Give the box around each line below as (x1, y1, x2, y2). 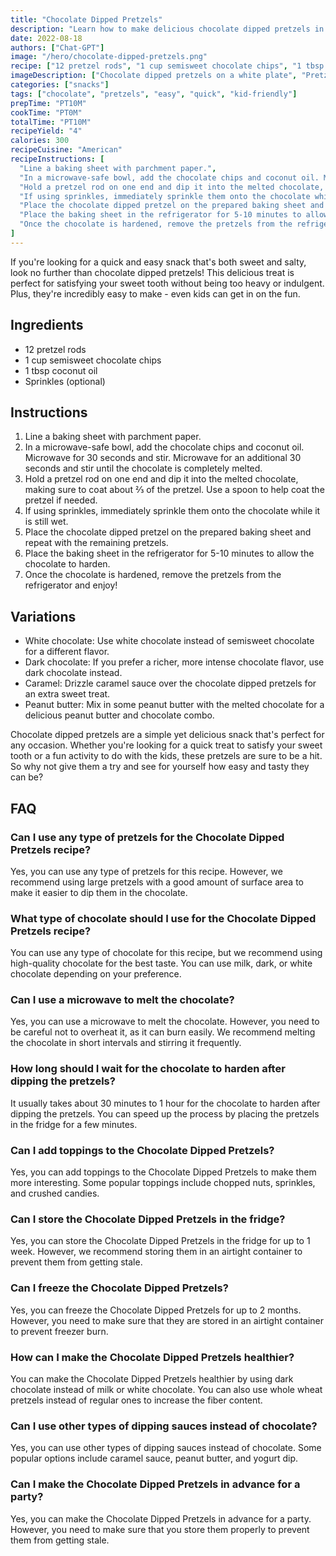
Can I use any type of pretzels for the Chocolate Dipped (10, 830, 285, 844)
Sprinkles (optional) (24, 375, 106, 387)
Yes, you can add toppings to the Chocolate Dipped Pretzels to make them (10, 1166, 317, 1178)
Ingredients (10, 317, 84, 334)
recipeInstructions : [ (10, 154, 105, 164)
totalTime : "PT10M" (10, 117, 92, 127)
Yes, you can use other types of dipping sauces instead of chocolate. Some (10, 1442, 322, 1454)
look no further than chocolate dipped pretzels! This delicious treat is (10, 266, 295, 278)
